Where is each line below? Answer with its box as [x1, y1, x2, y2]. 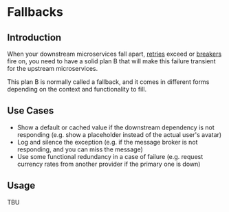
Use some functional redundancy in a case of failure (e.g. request [17, 152, 204, 160]
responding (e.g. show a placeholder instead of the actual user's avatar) [17, 130, 222, 138]
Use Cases [7, 105, 54, 117]
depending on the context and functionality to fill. [7, 85, 146, 93]
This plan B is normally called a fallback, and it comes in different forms [7, 78, 210, 86]
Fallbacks [7, 4, 63, 20]
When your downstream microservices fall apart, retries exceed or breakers [7, 50, 222, 58]
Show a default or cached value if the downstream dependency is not [17, 123, 215, 131]
